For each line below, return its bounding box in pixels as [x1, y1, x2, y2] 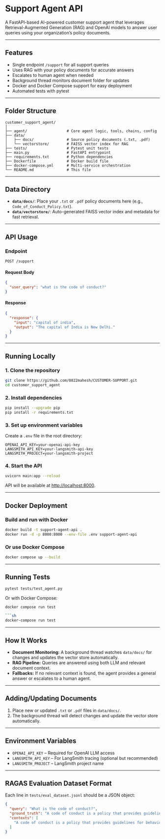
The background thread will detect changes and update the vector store [12, 712, 158, 718]
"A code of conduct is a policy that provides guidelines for [14, 820, 144, 825]
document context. [12, 665, 51, 671]
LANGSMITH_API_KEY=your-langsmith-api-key [5, 447, 93, 452]
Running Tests [5, 573, 50, 581]
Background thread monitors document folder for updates [12, 77, 130, 83]
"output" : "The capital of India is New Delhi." [14, 325, 115, 330]
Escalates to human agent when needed [12, 72, 94, 78]
